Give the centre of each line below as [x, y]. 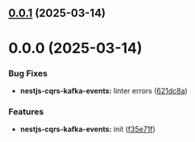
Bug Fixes [28, 73]
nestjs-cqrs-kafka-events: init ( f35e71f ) [87, 129]
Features [26, 111]
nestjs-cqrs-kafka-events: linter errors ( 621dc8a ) [104, 90]
